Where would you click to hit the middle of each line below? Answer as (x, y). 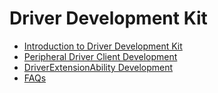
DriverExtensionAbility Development (98, 67)
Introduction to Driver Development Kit (103, 46)
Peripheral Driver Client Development (100, 56)
